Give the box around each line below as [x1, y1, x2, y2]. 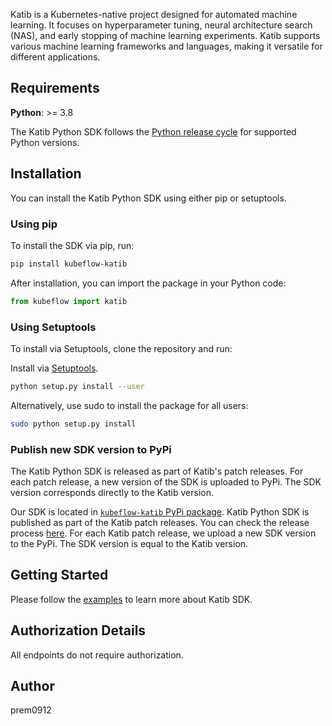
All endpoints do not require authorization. [10, 649, 184, 661]
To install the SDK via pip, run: [10, 239, 135, 251]
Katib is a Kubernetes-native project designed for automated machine [10, 9, 298, 20]
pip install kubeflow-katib [10, 259, 128, 269]
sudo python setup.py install [10, 419, 137, 429]
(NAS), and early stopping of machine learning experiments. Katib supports [10, 30, 321, 41]
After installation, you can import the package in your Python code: [10, 277, 287, 289]
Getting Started [10, 567, 109, 584]
